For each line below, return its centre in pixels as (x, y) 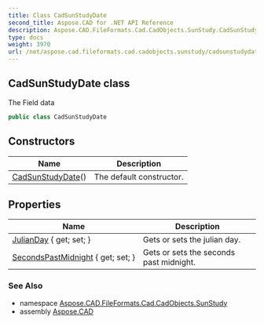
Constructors (42, 142)
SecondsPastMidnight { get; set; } (74, 257)
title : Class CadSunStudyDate (58, 15)
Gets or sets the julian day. (192, 240)
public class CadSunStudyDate (58, 117)
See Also (26, 286)
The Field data (31, 102)
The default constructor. (139, 177)
